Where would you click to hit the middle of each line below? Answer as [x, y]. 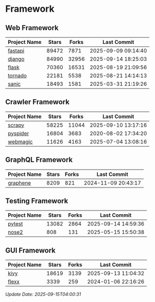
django [16, 59]
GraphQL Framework [39, 160]
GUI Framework [31, 250]
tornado [17, 76]
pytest [15, 224]
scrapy [16, 125]
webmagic [20, 142]
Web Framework [32, 28]
